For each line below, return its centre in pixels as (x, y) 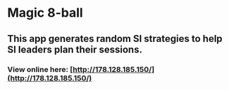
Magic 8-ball (45, 13)
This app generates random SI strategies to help (115, 39)
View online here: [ (40, 69)
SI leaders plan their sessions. (75, 49)
